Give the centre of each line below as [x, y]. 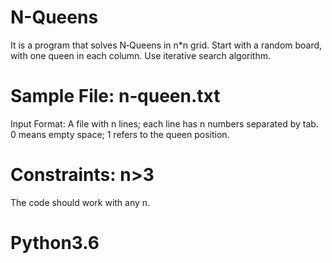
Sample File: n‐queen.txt [115, 96]
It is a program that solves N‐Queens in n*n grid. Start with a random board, [166, 45]
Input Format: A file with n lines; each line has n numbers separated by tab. [164, 123]
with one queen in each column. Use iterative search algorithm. [141, 55]
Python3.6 [55, 243]
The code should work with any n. [80, 202]
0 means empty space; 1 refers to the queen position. [120, 134]
